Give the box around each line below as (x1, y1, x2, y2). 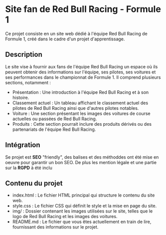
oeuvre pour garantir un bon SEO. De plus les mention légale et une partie (5, 159, 157, 165)
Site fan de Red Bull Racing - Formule (5, 3, 161, 15)
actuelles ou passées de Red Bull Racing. (12, 116, 97, 122)
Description (5, 50, 42, 59)
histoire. (12, 94, 29, 100)
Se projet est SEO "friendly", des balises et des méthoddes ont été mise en (5, 154, 159, 160)
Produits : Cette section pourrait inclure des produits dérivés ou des (12, 121, 152, 127)
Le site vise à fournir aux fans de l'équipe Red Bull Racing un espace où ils (5, 63, 158, 69)
